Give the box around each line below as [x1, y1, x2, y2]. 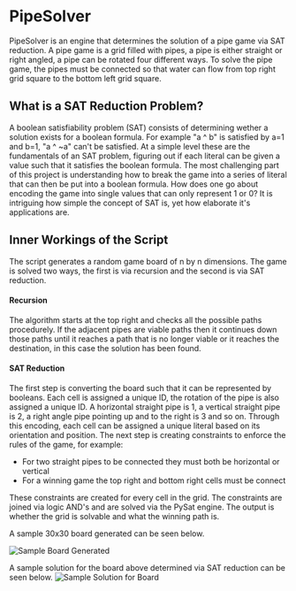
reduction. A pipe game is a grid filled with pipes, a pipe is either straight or [9, 44, 283, 55]
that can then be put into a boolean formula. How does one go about [9, 179, 259, 189]
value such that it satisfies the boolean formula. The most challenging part [9, 159, 280, 170]
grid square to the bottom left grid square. [9, 73, 162, 83]
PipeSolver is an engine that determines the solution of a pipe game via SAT [9, 35, 285, 46]
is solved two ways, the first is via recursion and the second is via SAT [9, 265, 265, 276]
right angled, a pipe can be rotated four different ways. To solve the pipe [9, 54, 273, 65]
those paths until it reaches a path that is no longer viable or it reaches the [9, 334, 280, 344]
